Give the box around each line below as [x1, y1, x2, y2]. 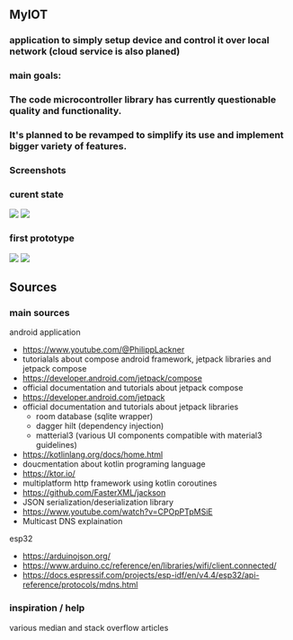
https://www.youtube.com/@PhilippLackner [22, 345, 185, 355]
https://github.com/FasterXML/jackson [22, 487, 166, 498]
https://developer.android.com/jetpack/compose [22, 373, 202, 384]
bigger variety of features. [9, 140, 128, 153]
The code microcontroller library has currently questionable [9, 93, 277, 106]
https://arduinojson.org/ [22, 551, 111, 562]
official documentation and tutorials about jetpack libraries [22, 401, 239, 412]
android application [9, 327, 81, 338]
